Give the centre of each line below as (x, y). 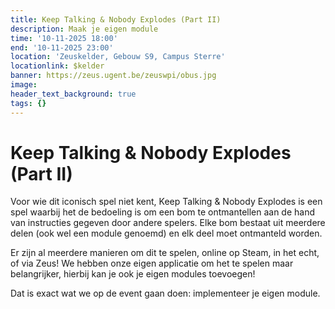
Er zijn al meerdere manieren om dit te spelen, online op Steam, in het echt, (165, 253)
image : (24, 85)
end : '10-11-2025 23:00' (62, 47)
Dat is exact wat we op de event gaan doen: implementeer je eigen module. (165, 293)
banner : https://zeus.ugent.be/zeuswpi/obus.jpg (113, 76)
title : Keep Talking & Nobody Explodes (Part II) (116, 19)
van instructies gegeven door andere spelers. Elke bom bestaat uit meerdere (168, 223)
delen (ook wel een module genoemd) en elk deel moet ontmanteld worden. (166, 233)
